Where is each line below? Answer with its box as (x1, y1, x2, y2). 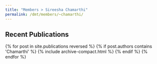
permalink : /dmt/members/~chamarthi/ (5, 12, 84, 17)
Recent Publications (5, 30, 69, 39)
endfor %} (5, 54, 26, 60)
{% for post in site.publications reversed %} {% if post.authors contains (5, 43, 153, 50)
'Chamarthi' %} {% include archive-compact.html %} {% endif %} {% (5, 49, 148, 55)
